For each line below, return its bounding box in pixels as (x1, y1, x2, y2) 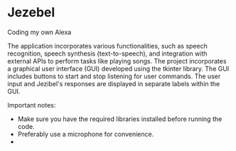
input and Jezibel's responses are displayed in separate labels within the (7, 79, 220, 88)
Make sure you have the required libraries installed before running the (17, 115, 222, 123)
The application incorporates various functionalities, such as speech (7, 41, 208, 50)
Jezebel (7, 4, 55, 21)
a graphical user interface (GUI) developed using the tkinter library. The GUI (7, 64, 230, 73)
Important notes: (7, 100, 56, 109)
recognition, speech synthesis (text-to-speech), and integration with (7, 49, 208, 58)
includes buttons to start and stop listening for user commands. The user (7, 72, 221, 80)
